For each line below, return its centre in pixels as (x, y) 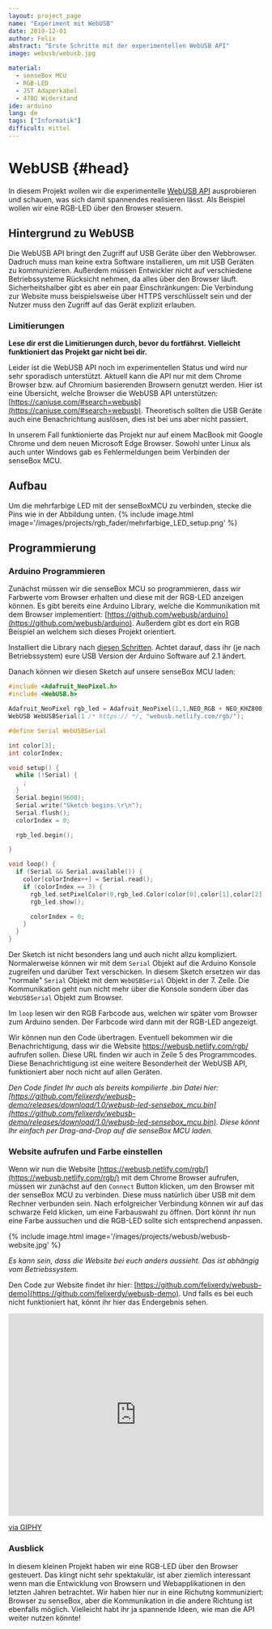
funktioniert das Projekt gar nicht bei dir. (78, 351)
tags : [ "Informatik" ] (45, 121)
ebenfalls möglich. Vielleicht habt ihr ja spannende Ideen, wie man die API (132, 1609)
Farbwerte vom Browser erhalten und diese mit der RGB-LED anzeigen (126, 598)
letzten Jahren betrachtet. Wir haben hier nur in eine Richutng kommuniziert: (136, 1592)
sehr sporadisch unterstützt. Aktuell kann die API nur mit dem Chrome (125, 376)
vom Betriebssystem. (44, 1270)
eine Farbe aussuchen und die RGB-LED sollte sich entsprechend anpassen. (136, 1221)
